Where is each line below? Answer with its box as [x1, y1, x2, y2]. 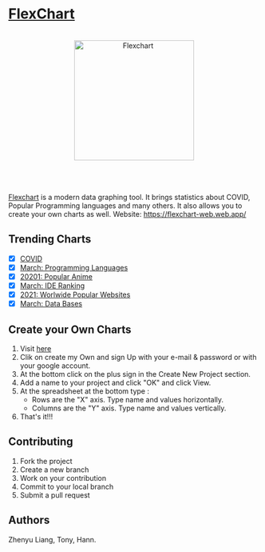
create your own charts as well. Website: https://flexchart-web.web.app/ [8, 209, 247, 218]
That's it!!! [19, 411, 53, 421]
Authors [8, 514, 50, 527]
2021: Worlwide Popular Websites [19, 290, 131, 299]
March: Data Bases [19, 299, 82, 309]
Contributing [8, 435, 73, 449]
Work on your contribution [19, 473, 106, 482]
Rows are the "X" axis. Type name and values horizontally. [31, 394, 224, 404]
